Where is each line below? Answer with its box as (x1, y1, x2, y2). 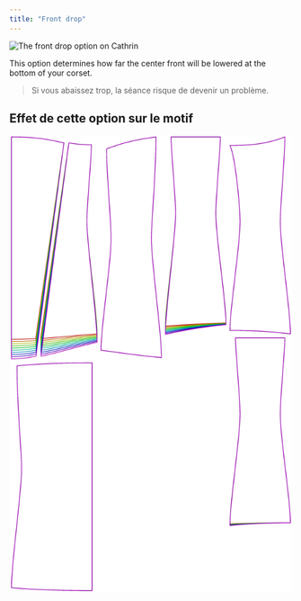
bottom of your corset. (9, 67, 93, 78)
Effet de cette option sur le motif (9, 111, 194, 126)
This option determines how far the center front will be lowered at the (9, 58, 267, 68)
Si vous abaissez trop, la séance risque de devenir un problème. (31, 85, 270, 95)
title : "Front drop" (9, 14, 87, 23)
